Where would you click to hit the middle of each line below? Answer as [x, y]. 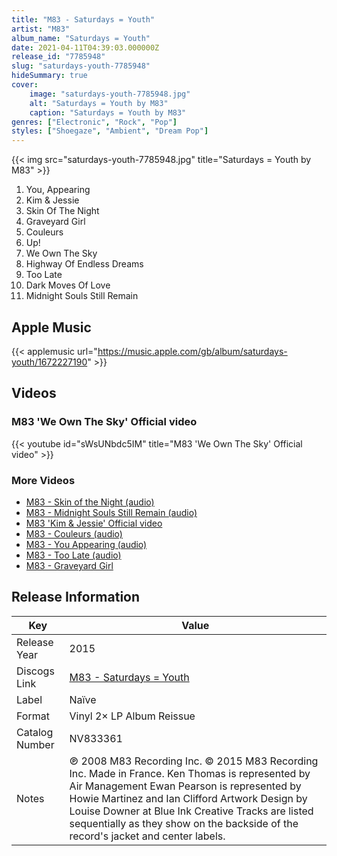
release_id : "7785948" [58, 57]
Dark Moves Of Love [68, 285]
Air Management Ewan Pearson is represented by [185, 786]
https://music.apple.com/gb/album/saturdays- [192, 351]
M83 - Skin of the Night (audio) [90, 502]
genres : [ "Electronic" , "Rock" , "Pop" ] [94, 122]
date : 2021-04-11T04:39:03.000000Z [85, 47]
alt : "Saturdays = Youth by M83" [99, 103]
